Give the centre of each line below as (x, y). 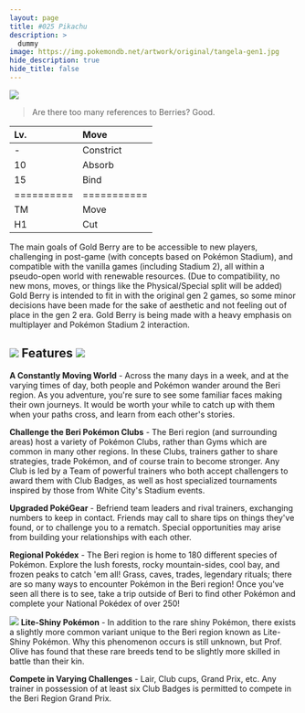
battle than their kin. (47, 661)
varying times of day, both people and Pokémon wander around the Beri (145, 385)
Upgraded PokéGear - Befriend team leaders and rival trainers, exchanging (152, 507)
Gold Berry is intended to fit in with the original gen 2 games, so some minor (153, 295)
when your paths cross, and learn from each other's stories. (122, 414)
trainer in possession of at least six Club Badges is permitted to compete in (151, 688)
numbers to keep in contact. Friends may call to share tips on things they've (152, 517)
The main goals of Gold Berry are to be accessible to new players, (134, 247)
